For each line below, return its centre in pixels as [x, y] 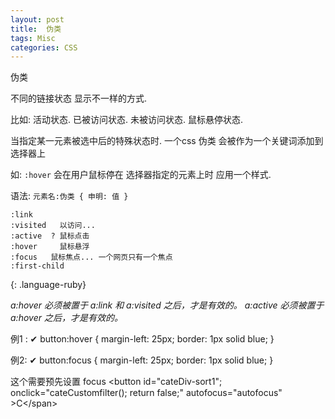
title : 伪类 [36, 29]
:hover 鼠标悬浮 [50, 247]
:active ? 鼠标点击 [50, 236]
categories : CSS [44, 47]
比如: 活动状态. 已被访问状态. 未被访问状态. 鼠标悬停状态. [126, 120]
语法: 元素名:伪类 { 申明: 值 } [69, 196]
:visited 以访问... [53, 226]
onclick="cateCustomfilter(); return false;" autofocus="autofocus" [146, 393]
